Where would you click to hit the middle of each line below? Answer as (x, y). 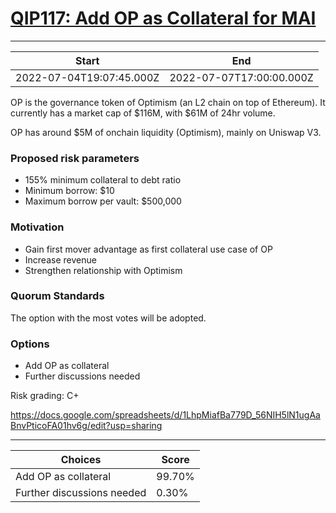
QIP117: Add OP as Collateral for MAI (163, 18)
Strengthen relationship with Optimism (103, 270)
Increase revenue (60, 259)
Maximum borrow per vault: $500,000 (103, 201)
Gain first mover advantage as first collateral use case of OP (148, 249)
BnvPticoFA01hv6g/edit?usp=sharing (86, 426)
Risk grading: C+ (45, 396)
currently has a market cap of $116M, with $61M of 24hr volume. (143, 113)
